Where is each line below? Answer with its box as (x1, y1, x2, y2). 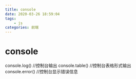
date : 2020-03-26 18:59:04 (5, 12, 60, 16)
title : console (5, 7, 36, 12)
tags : (5, 16, 16, 21)
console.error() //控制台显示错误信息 (5, 69, 78, 75)
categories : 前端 (5, 25, 39, 30)
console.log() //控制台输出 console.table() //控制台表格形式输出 (5, 63, 132, 68)
